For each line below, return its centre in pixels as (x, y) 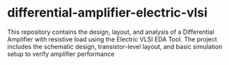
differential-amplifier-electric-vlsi (107, 13)
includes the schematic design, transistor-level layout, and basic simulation (115, 46)
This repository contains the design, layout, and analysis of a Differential (111, 32)
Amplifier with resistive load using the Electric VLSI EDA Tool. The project (112, 39)
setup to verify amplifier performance (61, 54)
